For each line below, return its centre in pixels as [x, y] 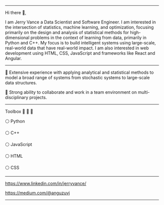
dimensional [17, 38]
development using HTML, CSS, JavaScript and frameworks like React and [80, 53]
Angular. [13, 58]
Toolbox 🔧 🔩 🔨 [19, 111]
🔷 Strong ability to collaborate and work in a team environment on [71, 92]
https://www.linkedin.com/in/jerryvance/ [46, 183]
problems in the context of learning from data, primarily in [88, 38]
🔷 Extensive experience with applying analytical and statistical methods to [79, 72]
